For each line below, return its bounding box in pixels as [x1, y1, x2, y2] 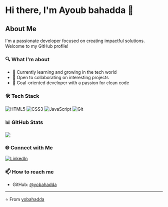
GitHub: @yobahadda [12, 181, 57, 187]
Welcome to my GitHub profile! [5, 43, 68, 49]
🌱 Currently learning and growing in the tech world [12, 69, 117, 75]
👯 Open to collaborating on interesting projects [12, 75, 109, 81]
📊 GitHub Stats [5, 119, 43, 126]
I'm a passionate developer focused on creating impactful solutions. [5, 38, 145, 44]
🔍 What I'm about [5, 56, 50, 63]
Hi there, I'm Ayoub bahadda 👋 [5, 5, 134, 16]
